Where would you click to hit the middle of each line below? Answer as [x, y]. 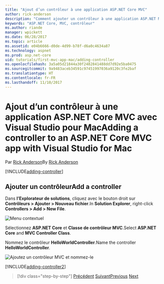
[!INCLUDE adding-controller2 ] [35, 267]
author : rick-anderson [28, 14]
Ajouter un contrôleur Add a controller [63, 187]
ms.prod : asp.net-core [28, 55]
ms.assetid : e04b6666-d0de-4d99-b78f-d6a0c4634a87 [58, 46]
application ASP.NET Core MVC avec [81, 117]
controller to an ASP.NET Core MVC [79, 138]
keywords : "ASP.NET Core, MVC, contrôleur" [50, 23]
